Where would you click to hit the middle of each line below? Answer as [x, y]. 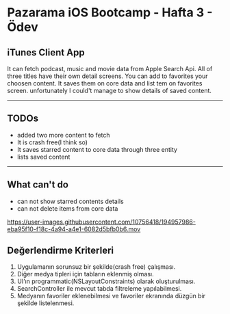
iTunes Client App [46, 52]
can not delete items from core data [67, 208]
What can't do [38, 185]
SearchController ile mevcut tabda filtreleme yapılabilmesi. [99, 289]
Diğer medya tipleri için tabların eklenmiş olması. [85, 274]
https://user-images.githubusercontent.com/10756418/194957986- [102, 222]
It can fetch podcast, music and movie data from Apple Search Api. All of [110, 69]
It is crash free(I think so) [52, 142]
